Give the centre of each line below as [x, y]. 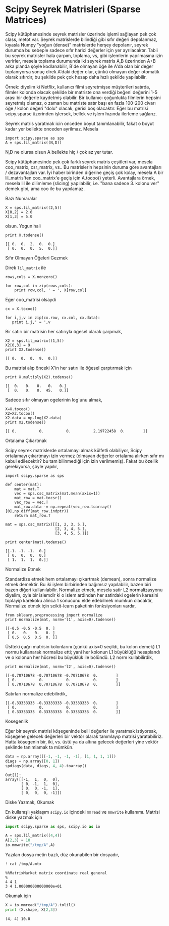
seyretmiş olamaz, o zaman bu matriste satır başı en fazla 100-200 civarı [81, 103]
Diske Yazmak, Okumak [30, 802]
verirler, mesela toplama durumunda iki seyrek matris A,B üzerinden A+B [81, 61]
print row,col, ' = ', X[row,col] [50, 290]
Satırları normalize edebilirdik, [36, 693]
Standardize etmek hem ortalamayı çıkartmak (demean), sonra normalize [81, 579]
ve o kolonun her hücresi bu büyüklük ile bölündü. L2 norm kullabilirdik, [79, 657]
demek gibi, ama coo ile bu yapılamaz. [45, 189]
